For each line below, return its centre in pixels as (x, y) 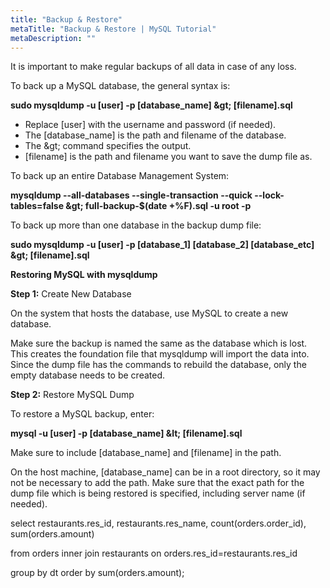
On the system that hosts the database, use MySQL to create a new (149, 313)
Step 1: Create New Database (71, 294)
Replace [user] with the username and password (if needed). (150, 125)
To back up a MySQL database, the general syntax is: (120, 86)
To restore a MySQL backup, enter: (82, 414)
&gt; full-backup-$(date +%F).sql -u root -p (158, 206)
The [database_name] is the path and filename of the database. (155, 135)
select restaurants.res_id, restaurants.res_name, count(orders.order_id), (158, 523)
